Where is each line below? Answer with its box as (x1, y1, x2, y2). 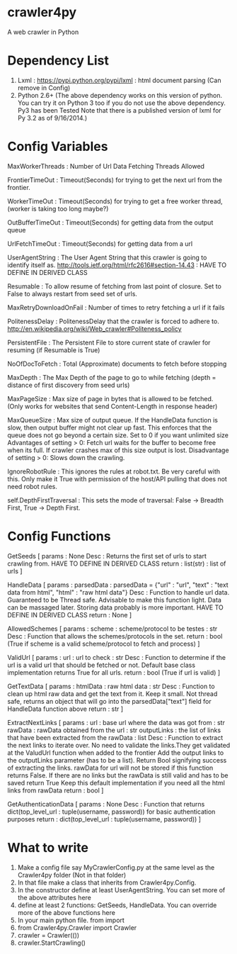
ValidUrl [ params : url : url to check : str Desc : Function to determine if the (7, 653, 226, 661)
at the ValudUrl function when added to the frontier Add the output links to (7, 748, 224, 757)
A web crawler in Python (7, 28, 79, 36)
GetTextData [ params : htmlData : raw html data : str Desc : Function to (7, 682, 215, 690)
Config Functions (7, 529, 111, 544)
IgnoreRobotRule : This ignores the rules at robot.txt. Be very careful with (7, 467, 221, 476)
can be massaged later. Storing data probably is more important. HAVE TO (7, 603, 224, 612)
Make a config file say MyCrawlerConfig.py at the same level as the (17, 863, 215, 872)
